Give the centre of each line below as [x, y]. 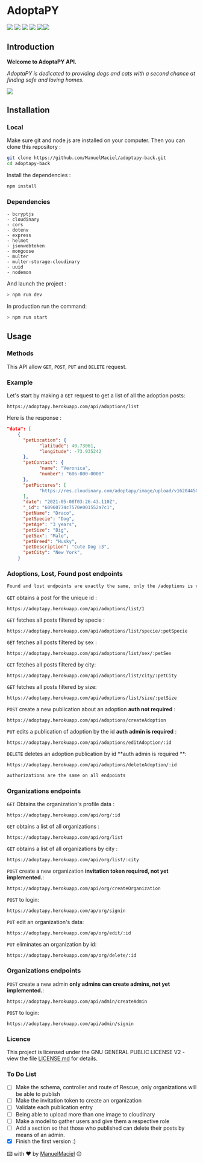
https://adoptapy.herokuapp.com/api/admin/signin [70, 1024]
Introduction [31, 47]
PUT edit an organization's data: [45, 922]
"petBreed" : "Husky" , [50, 541]
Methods [20, 353]
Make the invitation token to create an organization [79, 1101]
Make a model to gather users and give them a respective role [92, 1121]
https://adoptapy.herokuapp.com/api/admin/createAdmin [77, 1002]
